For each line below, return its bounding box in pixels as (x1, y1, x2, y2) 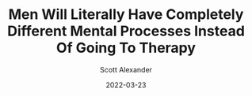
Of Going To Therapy (55, 39, 197, 57)
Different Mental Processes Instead (7, 22, 245, 40)
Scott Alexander (99, 65, 153, 74)
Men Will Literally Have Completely (8, 6, 244, 24)
